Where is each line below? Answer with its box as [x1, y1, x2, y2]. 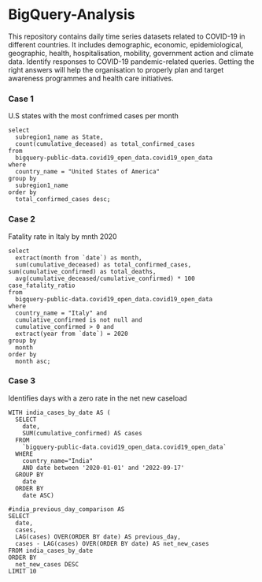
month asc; [15, 357, 51, 365]
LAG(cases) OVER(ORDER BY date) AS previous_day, [15, 532, 181, 541]
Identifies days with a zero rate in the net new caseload [8, 393, 187, 403]
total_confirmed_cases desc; [15, 196, 111, 203]
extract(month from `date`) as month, [15, 254, 143, 262]
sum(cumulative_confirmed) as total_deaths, [8, 267, 157, 275]
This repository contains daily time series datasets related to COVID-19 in [8, 32, 245, 41]
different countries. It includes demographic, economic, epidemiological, [8, 39, 244, 49]
